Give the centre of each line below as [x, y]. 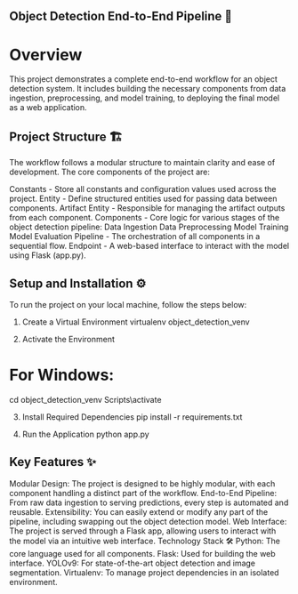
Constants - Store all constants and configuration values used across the [143, 189]
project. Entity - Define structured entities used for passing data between [143, 199]
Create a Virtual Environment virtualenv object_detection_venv [136, 322]
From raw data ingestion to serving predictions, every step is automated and [149, 502]
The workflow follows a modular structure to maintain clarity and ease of [142, 163]
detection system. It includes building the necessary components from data [148, 89]
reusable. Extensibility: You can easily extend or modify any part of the [139, 511]
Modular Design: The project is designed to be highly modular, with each [142, 483]
